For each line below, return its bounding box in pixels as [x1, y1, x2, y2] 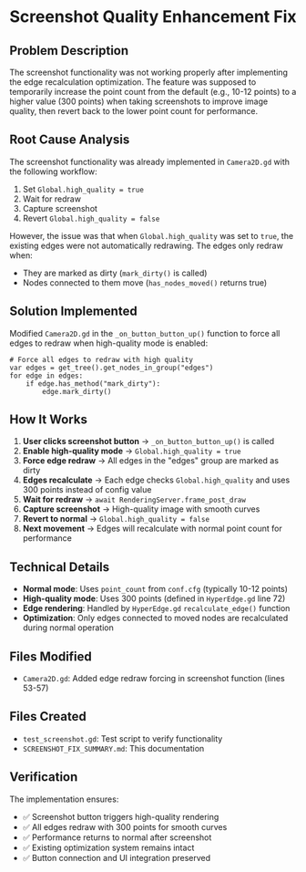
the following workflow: [9, 166, 97, 177]
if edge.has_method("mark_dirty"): [25, 379, 161, 389]
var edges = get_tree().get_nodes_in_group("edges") [9, 363, 214, 372]
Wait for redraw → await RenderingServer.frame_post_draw [22, 494, 246, 505]
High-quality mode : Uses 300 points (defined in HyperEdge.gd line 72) [22, 593, 286, 604]
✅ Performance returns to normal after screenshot [22, 832, 212, 843]
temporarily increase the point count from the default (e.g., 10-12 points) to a [9, 87, 297, 97]
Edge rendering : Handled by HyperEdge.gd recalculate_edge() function [22, 603, 291, 614]
